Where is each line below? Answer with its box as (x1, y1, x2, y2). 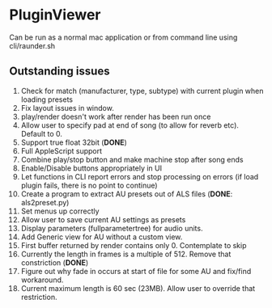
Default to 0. (20, 129, 63, 138)
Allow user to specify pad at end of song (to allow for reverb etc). (20, 120, 240, 130)
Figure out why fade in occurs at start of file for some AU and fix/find (20, 266, 252, 276)
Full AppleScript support (20, 146, 103, 155)
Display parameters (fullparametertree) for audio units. (20, 223, 203, 233)
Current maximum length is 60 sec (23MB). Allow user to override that (20, 283, 256, 293)
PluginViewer (9, 6, 101, 24)
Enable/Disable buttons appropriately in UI (20, 163, 163, 173)
